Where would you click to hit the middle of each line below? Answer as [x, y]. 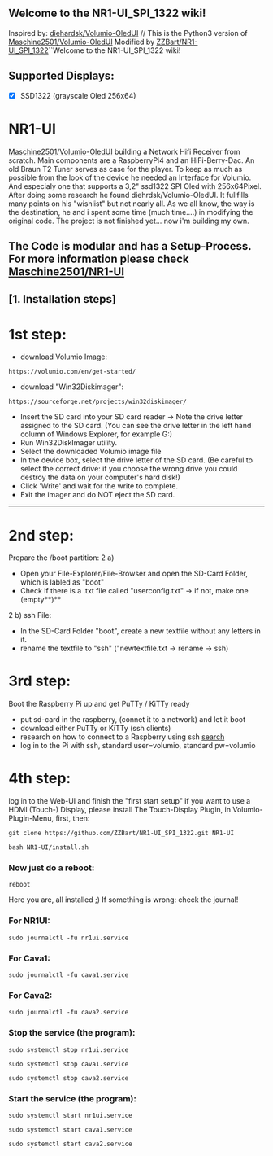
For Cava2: [30, 995]
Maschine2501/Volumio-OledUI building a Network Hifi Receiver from [124, 151]
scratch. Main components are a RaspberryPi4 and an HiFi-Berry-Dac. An [132, 160]
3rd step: [40, 681]
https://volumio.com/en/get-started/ [72, 372]
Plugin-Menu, [31, 818]
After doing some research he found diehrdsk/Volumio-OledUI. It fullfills [129, 195]
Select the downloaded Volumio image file [91, 452]
